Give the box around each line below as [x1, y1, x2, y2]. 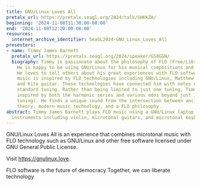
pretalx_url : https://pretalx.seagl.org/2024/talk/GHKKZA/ [6, 14, 157, 20]
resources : [6, 31, 33, 37]
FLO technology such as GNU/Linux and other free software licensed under [6, 137, 192, 144]
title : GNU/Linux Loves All [6, 8, 77, 15]
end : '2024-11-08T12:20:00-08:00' [6, 25, 93, 32]
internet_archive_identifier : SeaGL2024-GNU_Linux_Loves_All [11, 36, 167, 42]
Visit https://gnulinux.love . [6, 155, 71, 162]
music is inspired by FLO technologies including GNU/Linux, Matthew [17, 75, 194, 81]
